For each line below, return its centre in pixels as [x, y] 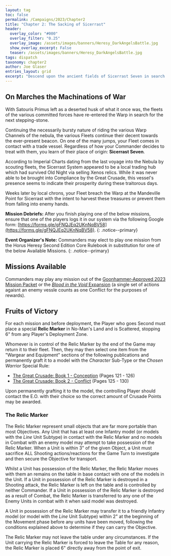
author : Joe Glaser [26, 67]
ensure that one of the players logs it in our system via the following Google [84, 219]
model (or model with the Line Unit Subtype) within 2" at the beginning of [82, 516]
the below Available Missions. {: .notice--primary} [57, 251]
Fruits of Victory [32, 311]
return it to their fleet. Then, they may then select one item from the [76, 350]
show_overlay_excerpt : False [41, 48]
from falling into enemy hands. [37, 204]
